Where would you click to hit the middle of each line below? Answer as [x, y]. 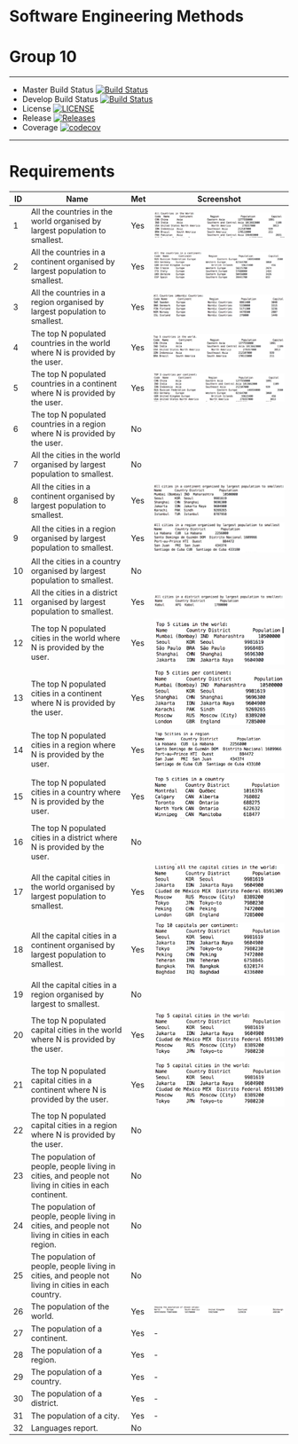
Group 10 [43, 57]
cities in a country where [76, 792]
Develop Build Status [60, 99]
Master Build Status [58, 90]
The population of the [70, 1307]
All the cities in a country [76, 561]
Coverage [40, 128]
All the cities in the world [76, 455]
